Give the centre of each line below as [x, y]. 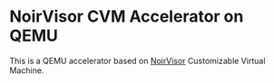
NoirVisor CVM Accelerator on [127, 17]
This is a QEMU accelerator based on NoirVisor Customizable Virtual [137, 60]
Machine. [27, 70]
